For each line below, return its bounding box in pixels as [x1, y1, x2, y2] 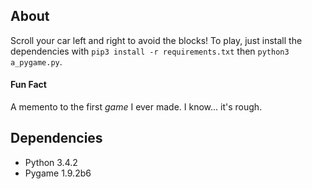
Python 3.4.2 [24, 156, 78, 168]
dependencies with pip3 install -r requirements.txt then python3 [10, 45, 290, 57]
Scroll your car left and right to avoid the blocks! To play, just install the [10, 34, 303, 46]
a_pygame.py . [10, 55, 63, 68]
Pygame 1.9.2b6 [24, 167, 92, 179]
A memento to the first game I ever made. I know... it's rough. [10, 101, 263, 113]
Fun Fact [10, 79, 47, 91]
